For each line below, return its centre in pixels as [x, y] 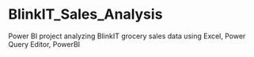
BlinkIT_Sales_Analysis [85, 14]
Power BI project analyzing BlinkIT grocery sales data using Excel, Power [127, 36]
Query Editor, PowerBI [44, 44]
